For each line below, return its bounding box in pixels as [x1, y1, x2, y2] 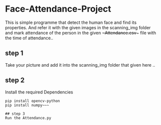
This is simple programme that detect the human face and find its [5, 19, 137, 25]
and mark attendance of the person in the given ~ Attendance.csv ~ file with [5, 30, 157, 36]
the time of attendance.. [5, 35, 54, 41]
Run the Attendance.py [5, 115, 51, 120]
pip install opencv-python [5, 98, 60, 103]
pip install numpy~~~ [5, 103, 49, 107]
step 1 [5, 49, 23, 57]
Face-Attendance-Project [5, 3, 112, 15]
